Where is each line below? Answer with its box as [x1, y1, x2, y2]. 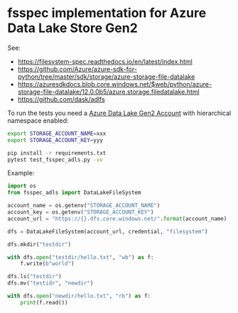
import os [7, 182, 37, 190]
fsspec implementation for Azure [7, 5, 207, 21]
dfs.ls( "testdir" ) [7, 273, 62, 280]
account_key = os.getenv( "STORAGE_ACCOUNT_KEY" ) [7, 209, 154, 216]
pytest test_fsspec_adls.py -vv [7, 156, 103, 163]
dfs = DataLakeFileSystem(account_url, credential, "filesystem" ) [7, 228, 208, 235]
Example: [7, 169, 35, 177]
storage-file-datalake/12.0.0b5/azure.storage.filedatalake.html [17, 87, 200, 96]
